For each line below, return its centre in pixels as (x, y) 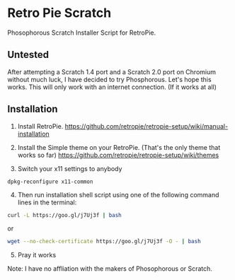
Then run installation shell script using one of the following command (118, 194)
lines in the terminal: (47, 202)
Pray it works (37, 255)
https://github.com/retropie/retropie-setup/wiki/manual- (147, 126)
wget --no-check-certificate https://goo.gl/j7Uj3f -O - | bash (104, 242)
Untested (28, 55)
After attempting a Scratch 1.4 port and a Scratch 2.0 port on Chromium (111, 71)
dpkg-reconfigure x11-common (50, 182)
